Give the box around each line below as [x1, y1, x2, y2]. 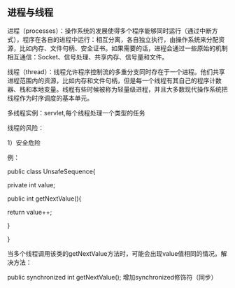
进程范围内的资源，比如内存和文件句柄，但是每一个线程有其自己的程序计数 [7, 76, 222, 85]
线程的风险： [7, 123, 44, 131]
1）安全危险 [7, 138, 41, 147]
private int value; [7, 180, 56, 189]
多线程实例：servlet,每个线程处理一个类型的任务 [7, 108, 145, 117]
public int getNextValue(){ [7, 194, 82, 203]
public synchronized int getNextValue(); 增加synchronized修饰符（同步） [7, 273, 218, 281]
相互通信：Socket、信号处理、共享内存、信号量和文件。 [7, 52, 169, 61]
